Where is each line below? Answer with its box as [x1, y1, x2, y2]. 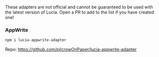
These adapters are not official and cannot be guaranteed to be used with [5, 4, 154, 10]
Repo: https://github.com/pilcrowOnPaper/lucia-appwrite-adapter [5, 46, 137, 53]
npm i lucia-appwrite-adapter [5, 38, 67, 43]
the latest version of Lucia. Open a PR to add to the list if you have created [5, 9, 155, 15]
